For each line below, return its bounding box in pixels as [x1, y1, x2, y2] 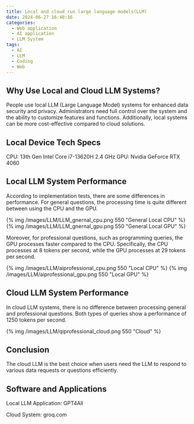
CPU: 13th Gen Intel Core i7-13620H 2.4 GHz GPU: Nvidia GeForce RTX [6, 153, 180, 160]
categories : [6, 20, 36, 25]
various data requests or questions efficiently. [6, 367, 119, 374]
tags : [6, 42, 20, 48]
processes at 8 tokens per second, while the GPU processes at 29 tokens [6, 246, 186, 253]
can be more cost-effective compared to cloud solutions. [6, 120, 145, 127]
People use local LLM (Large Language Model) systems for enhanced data [6, 101, 189, 108]
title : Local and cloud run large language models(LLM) [6, 8, 147, 15]
